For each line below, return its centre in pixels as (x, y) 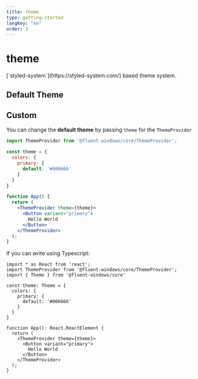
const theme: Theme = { (36, 286)
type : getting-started (35, 18)
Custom (21, 115)
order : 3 (17, 29)
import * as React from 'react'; (48, 264)
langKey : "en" (24, 23)
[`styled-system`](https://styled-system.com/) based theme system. (91, 76)
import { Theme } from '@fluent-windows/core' (66, 275)
